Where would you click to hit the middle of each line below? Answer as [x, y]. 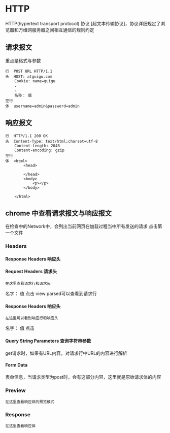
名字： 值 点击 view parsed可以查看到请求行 [51, 294]
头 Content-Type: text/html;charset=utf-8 [52, 141]
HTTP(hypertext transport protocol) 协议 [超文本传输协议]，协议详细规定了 [83, 23]
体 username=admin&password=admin [42, 106]
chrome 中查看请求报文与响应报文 [58, 213]
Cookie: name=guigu [35, 81]
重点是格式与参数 [23, 60]
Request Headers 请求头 [31, 272]
